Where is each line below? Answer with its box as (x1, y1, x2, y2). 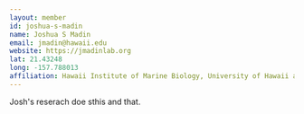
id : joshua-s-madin (9, 22, 83, 31)
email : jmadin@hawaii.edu (9, 38, 107, 48)
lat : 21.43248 (9, 55, 63, 64)
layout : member (9, 13, 67, 22)
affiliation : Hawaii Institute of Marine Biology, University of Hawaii (9, 72, 290, 81)
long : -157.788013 (9, 64, 79, 73)
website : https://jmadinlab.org (9, 47, 131, 56)
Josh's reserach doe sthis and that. (9, 96, 141, 107)
